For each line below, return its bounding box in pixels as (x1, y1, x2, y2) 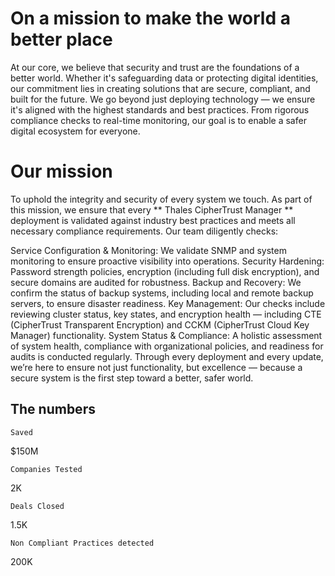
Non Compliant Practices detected (10, 538, 155, 548)
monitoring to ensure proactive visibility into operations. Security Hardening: (10, 255, 325, 267)
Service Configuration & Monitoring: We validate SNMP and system (10, 244, 287, 256)
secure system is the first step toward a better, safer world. (10, 372, 254, 384)
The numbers (10, 401, 96, 418)
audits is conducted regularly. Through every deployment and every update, (10, 350, 324, 362)
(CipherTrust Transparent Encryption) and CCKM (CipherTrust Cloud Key (10, 318, 310, 331)
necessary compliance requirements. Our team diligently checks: (10, 225, 279, 237)
